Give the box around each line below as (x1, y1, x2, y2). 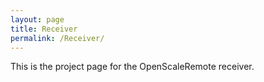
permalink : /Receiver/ (10, 33, 105, 43)
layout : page (10, 14, 65, 25)
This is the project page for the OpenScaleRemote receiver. (10, 61, 255, 73)
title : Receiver (10, 24, 78, 34)
